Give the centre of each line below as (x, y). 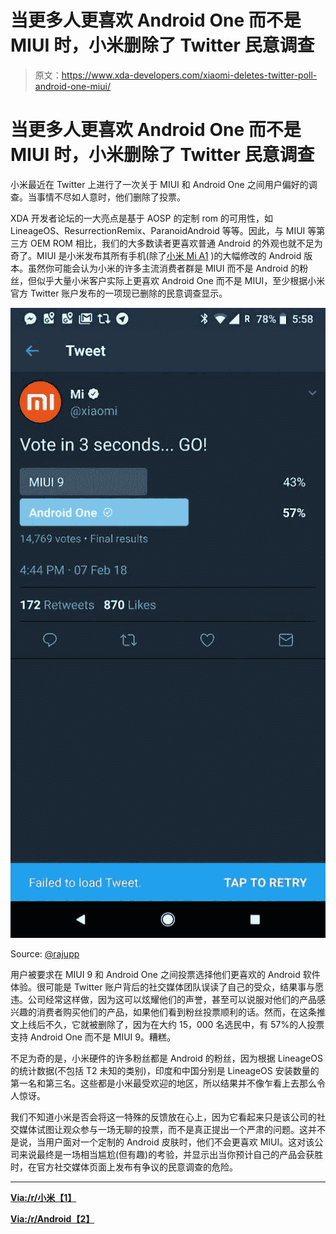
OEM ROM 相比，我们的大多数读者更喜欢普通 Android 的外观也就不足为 (176, 243)
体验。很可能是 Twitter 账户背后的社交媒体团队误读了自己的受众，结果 (154, 987)
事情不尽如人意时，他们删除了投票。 (111, 197)
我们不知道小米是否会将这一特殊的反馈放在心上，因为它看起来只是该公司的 (163, 1117)
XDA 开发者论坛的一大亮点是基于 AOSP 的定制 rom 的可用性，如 (142, 218)
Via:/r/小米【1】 (43, 1197)
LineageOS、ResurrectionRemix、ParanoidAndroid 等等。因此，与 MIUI (158, 230)
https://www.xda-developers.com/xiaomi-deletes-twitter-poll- (189, 75)
